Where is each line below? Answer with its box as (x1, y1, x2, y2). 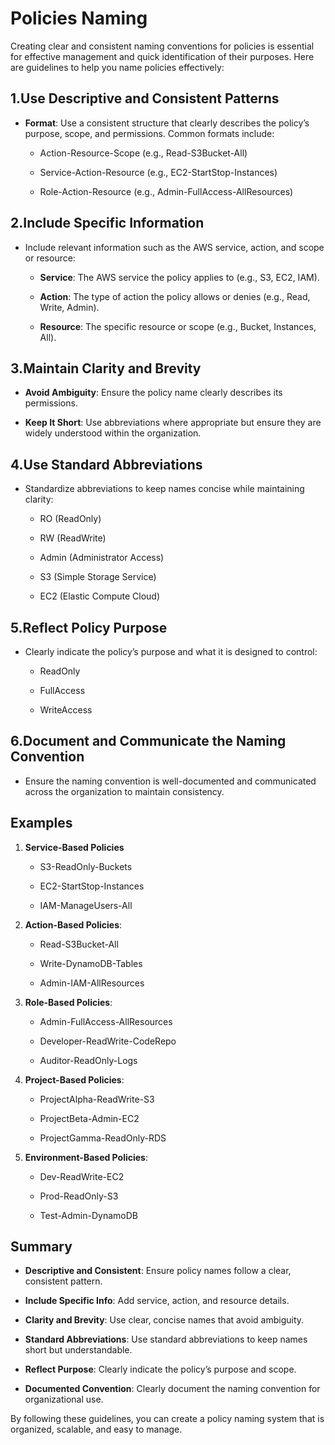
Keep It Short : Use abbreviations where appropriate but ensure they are (24, 417, 322, 429)
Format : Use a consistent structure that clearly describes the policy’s (24, 117, 310, 129)
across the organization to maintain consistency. (24, 785, 225, 797)
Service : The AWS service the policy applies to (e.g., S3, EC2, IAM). (39, 271, 320, 283)
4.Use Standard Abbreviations (10, 456, 203, 473)
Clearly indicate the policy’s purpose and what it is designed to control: (24, 646, 318, 657)
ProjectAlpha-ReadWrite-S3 (39, 1093, 155, 1105)
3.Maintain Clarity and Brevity (10, 360, 202, 377)
